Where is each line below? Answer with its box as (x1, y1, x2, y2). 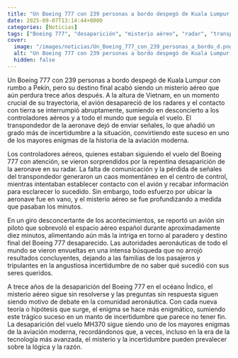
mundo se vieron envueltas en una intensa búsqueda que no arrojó (7, 246, 203, 255)
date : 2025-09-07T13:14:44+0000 (7, 17, 103, 24)
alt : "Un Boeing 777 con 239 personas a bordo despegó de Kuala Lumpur (13, 50, 230, 57)
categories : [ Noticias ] (7, 23, 78, 30)
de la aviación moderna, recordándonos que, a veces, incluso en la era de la (7, 327, 230, 336)
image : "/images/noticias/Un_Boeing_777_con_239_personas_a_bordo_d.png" (13, 43, 236, 50)
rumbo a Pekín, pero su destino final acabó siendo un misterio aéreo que (7, 83, 220, 92)
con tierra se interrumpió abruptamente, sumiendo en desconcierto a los (7, 105, 220, 114)
